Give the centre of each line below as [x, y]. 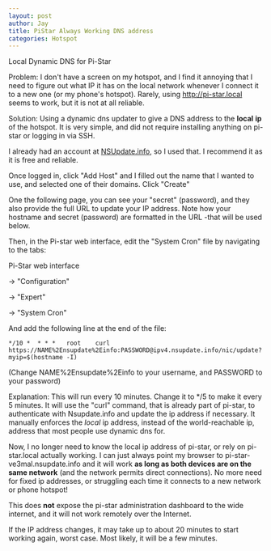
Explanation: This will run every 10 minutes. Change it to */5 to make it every [135, 396]
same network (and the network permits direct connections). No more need [135, 473]
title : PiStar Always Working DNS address [81, 31]
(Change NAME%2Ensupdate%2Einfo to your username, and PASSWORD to [135, 372]
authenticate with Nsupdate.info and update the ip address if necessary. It [132, 414]
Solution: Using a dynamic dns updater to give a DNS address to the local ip [135, 119]
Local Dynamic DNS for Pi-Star [60, 61]
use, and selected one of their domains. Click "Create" [99, 184]
